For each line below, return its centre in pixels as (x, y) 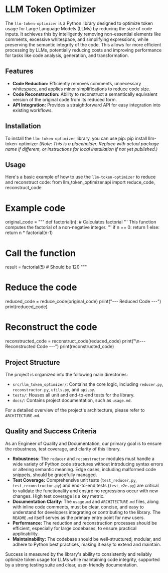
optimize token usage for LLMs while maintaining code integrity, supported (82, 559)
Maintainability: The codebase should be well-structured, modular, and (87, 539)
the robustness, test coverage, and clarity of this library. (63, 449)
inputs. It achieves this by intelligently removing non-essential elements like (83, 34)
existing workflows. (33, 110)
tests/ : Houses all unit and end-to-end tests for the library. (73, 395)
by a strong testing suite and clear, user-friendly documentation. (72, 565)
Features (19, 71)
